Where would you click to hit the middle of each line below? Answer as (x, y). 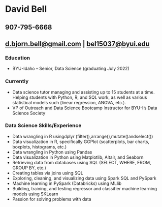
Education (18, 58)
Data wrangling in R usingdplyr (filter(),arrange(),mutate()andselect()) (83, 136)
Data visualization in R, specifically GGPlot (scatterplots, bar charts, (81, 142)
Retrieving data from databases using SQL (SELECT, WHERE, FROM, (81, 162)
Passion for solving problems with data (52, 199)
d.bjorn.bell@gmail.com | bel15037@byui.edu (78, 44)
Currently (17, 81)
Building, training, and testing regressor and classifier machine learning (84, 188)
